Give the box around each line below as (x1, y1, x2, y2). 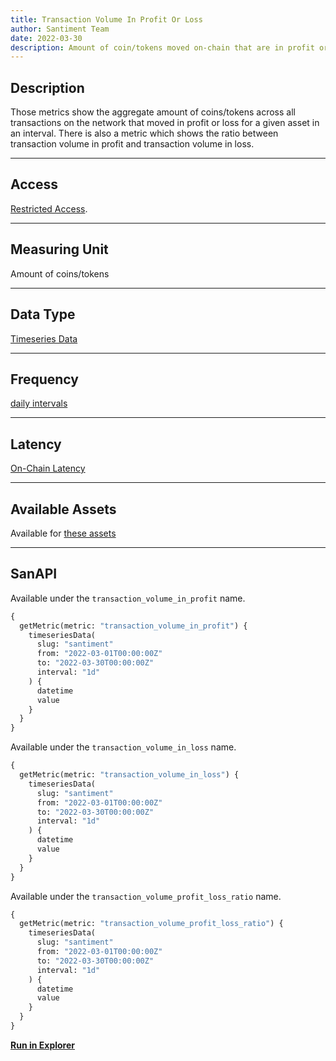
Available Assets (10, 501, 117, 518)
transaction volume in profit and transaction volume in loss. (10, 138, 255, 150)
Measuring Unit (10, 241, 109, 258)
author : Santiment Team (10, 24, 110, 34)
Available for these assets (10, 527, 117, 539)
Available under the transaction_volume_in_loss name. (10, 741, 237, 753)
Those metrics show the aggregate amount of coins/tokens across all (10, 106, 296, 118)
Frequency (10, 371, 79, 388)
